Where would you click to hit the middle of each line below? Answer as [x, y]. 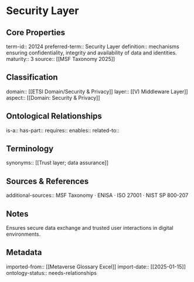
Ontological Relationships [54, 116]
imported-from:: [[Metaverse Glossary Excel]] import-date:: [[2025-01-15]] [96, 266]
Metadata [24, 252]
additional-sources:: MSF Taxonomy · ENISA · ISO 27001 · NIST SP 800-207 [97, 195]
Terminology [30, 149]
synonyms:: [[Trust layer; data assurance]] [57, 163]
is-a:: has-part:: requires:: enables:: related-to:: [63, 130]
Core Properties [36, 33]
